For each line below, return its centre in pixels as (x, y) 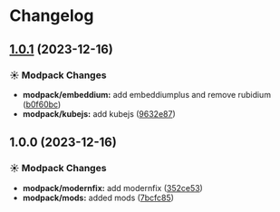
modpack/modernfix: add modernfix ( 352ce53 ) (113, 188)
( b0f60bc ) (42, 104)
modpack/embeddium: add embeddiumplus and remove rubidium (147, 94)
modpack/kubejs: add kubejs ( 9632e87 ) (99, 113)
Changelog (52, 16)
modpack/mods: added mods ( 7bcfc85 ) (98, 198)
